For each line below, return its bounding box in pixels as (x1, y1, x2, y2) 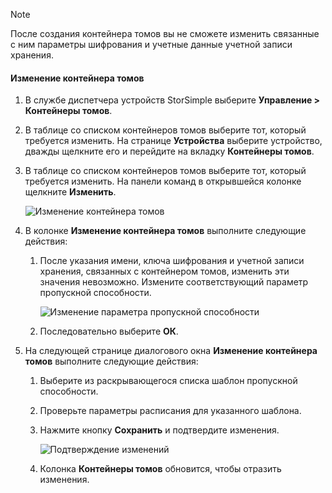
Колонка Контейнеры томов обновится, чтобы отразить (39, 463, 282, 475)
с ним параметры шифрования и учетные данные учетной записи (10, 39, 293, 50)
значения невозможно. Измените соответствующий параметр (39, 276, 309, 288)
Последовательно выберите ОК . (39, 325, 179, 338)
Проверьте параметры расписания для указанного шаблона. (39, 405, 302, 417)
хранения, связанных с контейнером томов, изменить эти (39, 265, 290, 278)
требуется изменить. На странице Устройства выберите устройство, (24, 135, 323, 147)
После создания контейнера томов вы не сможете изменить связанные (10, 28, 320, 39)
